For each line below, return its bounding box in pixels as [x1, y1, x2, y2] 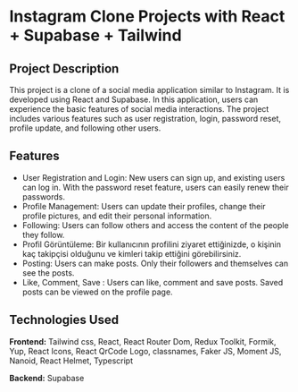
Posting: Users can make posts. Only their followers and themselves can [21, 258, 288, 268]
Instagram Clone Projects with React [9, 6, 286, 27]
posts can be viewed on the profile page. [21, 286, 173, 297]
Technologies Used [9, 312, 119, 328]
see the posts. [21, 267, 75, 278]
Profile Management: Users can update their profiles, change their [21, 200, 266, 211]
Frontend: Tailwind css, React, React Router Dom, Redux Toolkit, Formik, [9, 336, 277, 346]
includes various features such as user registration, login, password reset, [9, 114, 282, 124]
